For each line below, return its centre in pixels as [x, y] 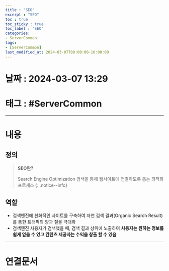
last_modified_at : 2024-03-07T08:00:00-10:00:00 [57, 52]
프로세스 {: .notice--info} [43, 185]
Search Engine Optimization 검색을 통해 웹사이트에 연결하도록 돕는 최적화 [91, 179]
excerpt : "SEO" [22, 15]
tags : [11, 43]
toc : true [17, 19]
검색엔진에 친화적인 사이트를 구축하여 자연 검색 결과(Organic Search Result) [88, 215]
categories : [18, 33]
